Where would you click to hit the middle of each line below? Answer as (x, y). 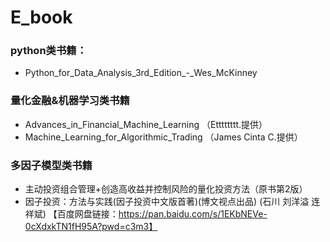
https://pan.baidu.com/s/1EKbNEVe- (193, 214)
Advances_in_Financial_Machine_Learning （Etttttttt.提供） (146, 124)
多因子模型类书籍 (51, 165)
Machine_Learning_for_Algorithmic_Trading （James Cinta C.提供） (163, 137)
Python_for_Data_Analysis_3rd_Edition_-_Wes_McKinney (141, 73)
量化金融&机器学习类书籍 (70, 101)
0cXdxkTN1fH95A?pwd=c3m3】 (91, 227)
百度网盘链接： (87, 214)
